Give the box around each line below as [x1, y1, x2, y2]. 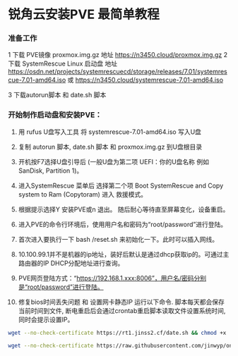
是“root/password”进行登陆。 [18, 283, 105, 291]
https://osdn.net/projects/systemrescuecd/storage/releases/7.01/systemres [8, 68, 228, 76]
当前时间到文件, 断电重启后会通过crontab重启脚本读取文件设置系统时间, [18, 306, 226, 314]
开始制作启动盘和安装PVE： [8, 110, 102, 120]
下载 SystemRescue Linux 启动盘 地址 [8, 59, 118, 68]
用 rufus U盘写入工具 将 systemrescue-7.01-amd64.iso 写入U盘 [18, 128, 202, 136]
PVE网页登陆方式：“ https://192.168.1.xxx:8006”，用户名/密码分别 [18, 274, 207, 282]
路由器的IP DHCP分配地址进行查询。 [18, 259, 124, 267]
